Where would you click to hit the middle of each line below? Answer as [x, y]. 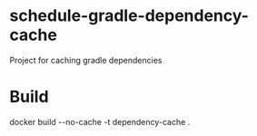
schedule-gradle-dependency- [129, 16]
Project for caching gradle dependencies [86, 60]
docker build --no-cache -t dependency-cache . [100, 121]
